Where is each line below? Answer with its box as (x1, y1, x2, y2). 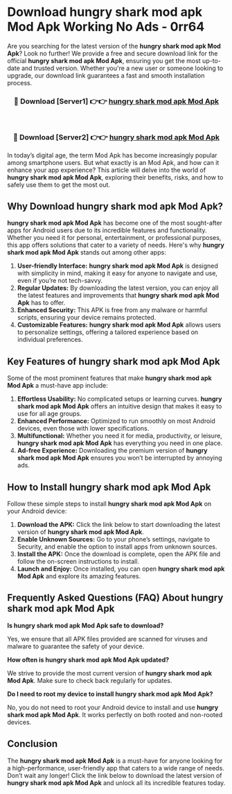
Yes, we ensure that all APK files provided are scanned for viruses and (7, 635, 208, 643)
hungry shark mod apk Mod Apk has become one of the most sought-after (7, 219, 223, 227)
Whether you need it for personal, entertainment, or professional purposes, (7, 234, 222, 242)
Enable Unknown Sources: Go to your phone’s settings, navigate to (17, 535, 211, 543)
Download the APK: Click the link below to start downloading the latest (17, 520, 220, 528)
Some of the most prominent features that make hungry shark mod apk (7, 374, 213, 382)
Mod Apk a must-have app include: (7, 381, 109, 390)
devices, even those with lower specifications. (17, 424, 150, 433)
